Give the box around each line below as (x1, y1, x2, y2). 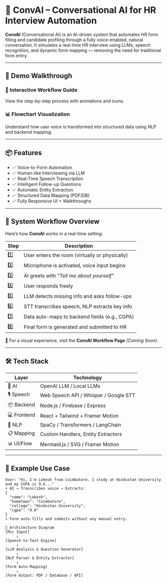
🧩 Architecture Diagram (5, 525, 55, 530)
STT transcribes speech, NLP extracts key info (23, 303, 133, 310)
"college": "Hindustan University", (9, 503, 85, 508)
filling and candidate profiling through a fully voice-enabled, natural (5, 37, 143, 43)
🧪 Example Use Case (5, 464, 71, 473)
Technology (73, 374, 102, 381)
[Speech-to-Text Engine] (5, 538, 57, 543)
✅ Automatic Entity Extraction (12, 186, 74, 193)
